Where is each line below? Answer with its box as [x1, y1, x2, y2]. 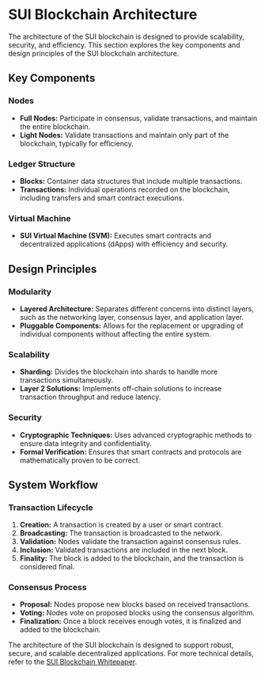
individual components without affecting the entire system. [19, 329, 211, 338]
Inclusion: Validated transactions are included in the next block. [19, 545, 228, 555]
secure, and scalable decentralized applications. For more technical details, [8, 649, 255, 658]
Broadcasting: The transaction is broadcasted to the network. [19, 528, 223, 538]
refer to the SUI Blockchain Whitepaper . [8, 657, 138, 667]
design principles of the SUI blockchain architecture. [8, 48, 180, 58]
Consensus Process [8, 582, 87, 593]
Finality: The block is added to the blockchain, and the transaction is [19, 554, 244, 563]
